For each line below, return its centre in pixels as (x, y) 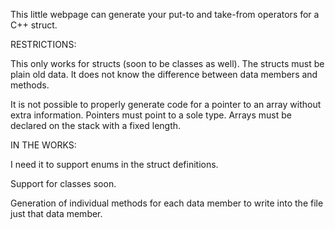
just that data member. (56, 213)
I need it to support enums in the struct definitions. (114, 164)
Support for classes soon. (63, 183)
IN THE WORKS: (43, 145)
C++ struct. (34, 25)
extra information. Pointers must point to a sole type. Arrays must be (151, 115)
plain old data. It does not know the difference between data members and (164, 74)
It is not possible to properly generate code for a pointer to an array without (166, 104)
